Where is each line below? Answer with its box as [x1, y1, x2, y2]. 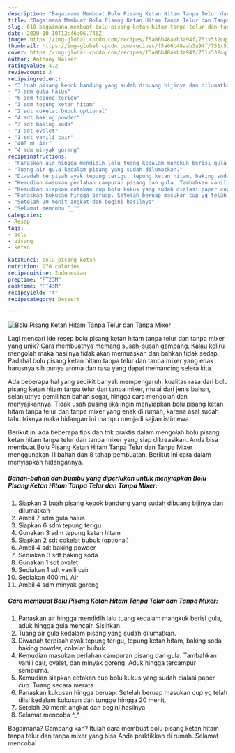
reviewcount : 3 [8, 68, 52, 75]
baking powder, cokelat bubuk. [17, 644, 107, 652]
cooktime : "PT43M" [8, 282, 61, 290]
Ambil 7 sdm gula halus [17, 514, 86, 522]
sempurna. [17, 666, 50, 675]
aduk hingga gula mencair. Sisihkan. [17, 622, 122, 630]
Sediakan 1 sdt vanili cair [17, 566, 89, 574]
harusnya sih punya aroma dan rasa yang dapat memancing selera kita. [8, 364, 213, 372]
